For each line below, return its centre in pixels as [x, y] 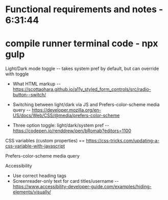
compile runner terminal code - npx [82, 44]
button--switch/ [29, 95]
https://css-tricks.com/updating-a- [123, 141]
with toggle [17, 74]
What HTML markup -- [37, 84]
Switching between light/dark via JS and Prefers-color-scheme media [86, 105]
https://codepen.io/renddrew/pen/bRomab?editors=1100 [72, 131]
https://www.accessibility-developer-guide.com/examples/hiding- [82, 187]
